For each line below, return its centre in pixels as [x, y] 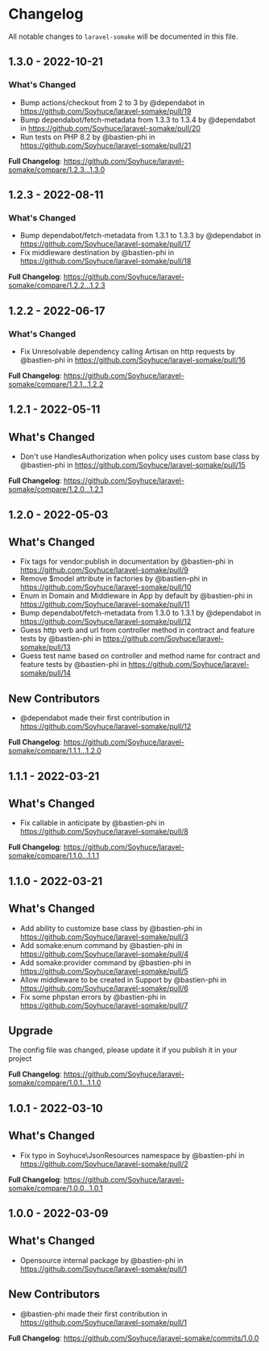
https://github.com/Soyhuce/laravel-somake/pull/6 [104, 988]
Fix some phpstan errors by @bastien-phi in [93, 996]
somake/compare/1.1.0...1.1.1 [54, 856]
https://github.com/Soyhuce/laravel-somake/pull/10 [106, 587]
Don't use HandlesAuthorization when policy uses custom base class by [140, 456]
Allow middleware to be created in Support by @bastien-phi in [123, 980]
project [20, 1059]
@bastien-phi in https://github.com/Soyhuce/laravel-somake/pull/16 [132, 360]
